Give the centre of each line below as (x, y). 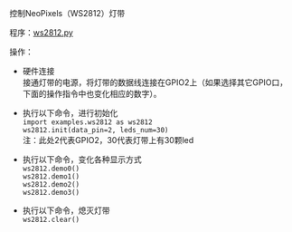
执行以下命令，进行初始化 (70, 113)
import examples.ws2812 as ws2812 (87, 122)
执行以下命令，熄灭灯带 (66, 210)
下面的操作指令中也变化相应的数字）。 (92, 94)
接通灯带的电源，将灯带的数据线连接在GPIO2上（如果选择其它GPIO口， (155, 82)
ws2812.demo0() (51, 169)
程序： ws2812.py (42, 33)
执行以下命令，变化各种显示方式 (82, 159)
